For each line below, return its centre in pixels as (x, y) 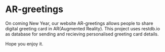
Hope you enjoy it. (24, 43)
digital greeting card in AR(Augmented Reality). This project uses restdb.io (83, 28)
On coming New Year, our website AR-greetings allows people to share (79, 23)
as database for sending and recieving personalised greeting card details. (82, 34)
